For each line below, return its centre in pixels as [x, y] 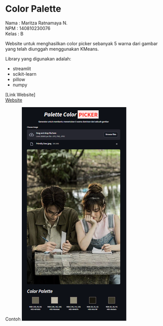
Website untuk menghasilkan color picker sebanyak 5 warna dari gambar [81, 43]
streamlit [22, 69]
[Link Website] [20, 94]
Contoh [13, 319]
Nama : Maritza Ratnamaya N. [36, 23]
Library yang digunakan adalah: [38, 58]
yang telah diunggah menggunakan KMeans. [52, 49]
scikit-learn [24, 74]
